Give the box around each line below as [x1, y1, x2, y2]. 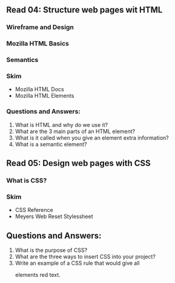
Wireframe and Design [6, 23, 74, 32]
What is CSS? [6, 176, 47, 185]
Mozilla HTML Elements [15, 92, 74, 100]
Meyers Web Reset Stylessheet [15, 213, 93, 220]
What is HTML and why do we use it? [15, 121, 108, 128]
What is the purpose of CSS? [15, 247, 88, 254]
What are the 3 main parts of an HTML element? [15, 128, 136, 135]
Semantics [6, 56, 39, 64]
